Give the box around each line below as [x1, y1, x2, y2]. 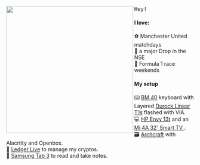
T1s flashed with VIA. [134, 109, 186, 116]
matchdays [134, 41, 162, 48]
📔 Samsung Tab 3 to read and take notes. [6, 152, 108, 160]
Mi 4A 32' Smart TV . [134, 124, 186, 132]
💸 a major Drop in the [134, 48, 186, 55]
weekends [134, 66, 160, 74]
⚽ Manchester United [134, 33, 187, 40]
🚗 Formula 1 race [134, 60, 176, 68]
